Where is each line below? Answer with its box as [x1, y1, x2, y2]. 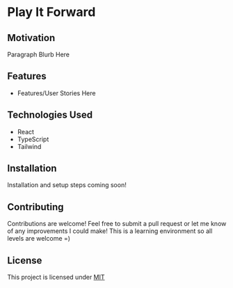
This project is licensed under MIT [7, 273, 106, 282]
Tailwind [17, 142, 42, 150]
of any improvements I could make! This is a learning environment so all [7, 227, 213, 235]
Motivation [7, 32, 56, 44]
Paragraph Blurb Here [7, 50, 70, 58]
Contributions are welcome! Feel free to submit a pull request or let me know [7, 220, 227, 228]
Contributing [7, 201, 64, 213]
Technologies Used [7, 109, 93, 121]
